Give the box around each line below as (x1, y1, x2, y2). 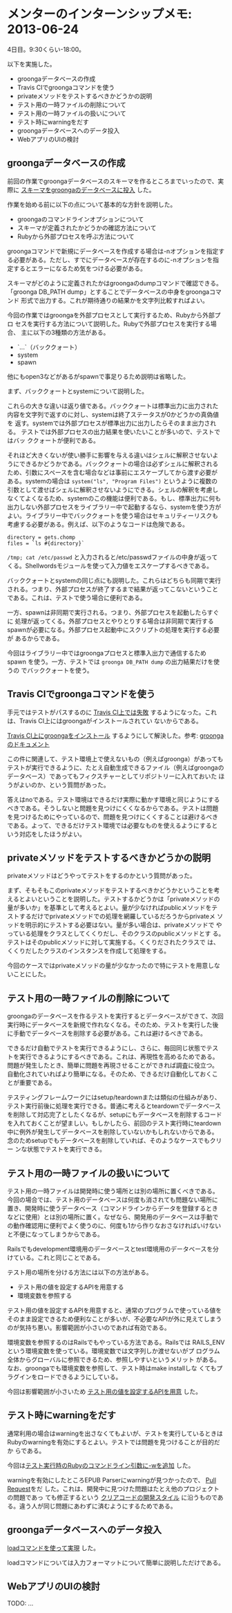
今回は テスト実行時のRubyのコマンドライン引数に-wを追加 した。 (7, 1461, 195, 1469)
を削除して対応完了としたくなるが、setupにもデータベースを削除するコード (7, 1110, 222, 1119)
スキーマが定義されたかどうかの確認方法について (17, 223, 157, 232)
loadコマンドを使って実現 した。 (7, 1543, 100, 1552)
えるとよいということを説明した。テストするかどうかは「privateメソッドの (7, 895, 220, 903)
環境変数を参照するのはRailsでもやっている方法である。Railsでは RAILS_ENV (7, 1339, 225, 1346)
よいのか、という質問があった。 (19, 781, 110, 789)
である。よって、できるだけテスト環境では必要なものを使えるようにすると (7, 821, 218, 830)
